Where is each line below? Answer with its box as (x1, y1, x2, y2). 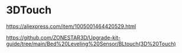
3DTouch (6, 3, 52, 17)
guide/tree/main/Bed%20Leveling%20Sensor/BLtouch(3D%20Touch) (6, 40, 176, 47)
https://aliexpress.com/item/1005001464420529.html (6, 23, 136, 30)
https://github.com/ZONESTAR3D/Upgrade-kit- (6, 34, 121, 41)
